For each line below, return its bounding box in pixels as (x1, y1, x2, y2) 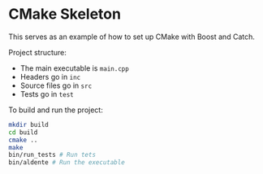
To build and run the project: (8, 105, 103, 115)
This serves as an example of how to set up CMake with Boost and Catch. (8, 32, 256, 41)
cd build (8, 128, 38, 137)
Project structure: (8, 47, 67, 57)
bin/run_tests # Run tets (8, 151, 96, 159)
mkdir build (8, 120, 49, 128)
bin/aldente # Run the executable (8, 159, 126, 167)
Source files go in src (19, 80, 93, 90)
